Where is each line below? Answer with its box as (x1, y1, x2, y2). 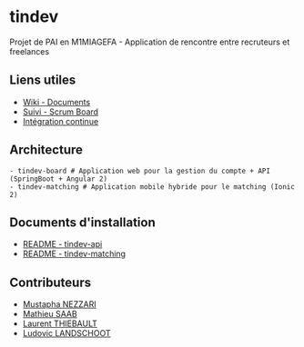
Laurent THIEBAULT (22, 318, 98, 329)
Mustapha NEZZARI (22, 299, 97, 310)
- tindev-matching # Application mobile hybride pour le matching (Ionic (9, 182, 296, 192)
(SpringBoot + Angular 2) (9, 174, 107, 183)
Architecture (9, 143, 84, 158)
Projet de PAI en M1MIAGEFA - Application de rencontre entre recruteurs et (9, 36, 290, 47)
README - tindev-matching (22, 248, 126, 260)
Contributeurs (9, 274, 92, 290)
